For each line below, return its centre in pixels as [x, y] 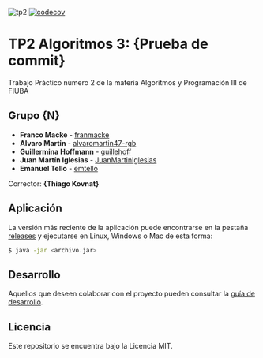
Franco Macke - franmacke [64, 135]
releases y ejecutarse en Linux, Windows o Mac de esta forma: [111, 236]
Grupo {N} [34, 116]
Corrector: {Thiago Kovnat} [54, 183]
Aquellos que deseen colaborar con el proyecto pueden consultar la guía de [131, 294]
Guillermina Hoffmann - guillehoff [75, 151]
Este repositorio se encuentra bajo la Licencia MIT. [90, 346]
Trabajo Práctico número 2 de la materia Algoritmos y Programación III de [128, 82]
